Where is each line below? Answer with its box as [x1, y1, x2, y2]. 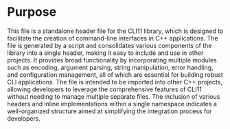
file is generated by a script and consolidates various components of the [7, 41, 212, 49]
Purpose [7, 4, 57, 20]
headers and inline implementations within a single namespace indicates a [7, 99, 218, 108]
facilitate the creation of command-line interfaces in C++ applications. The [7, 34, 218, 42]
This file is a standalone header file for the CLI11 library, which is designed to [7, 27, 224, 35]
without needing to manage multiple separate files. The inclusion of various [7, 92, 220, 100]
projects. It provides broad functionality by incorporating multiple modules [7, 56, 218, 64]
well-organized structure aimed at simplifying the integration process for [7, 107, 212, 115]
